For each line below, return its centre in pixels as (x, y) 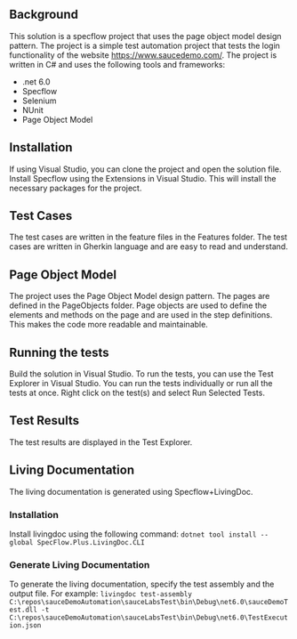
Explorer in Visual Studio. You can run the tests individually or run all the (141, 384)
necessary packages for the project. (76, 188)
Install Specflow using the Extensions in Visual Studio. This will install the (143, 178)
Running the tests (59, 352)
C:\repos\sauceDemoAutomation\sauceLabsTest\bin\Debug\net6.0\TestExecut (149, 618)
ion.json (25, 626)
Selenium (39, 101)
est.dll (24, 610)
